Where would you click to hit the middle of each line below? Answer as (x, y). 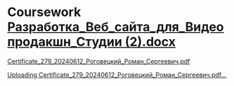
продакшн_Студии (65, 42)
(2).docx (150, 42)
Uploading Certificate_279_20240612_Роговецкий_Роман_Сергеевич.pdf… (117, 75)
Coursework (44, 12)
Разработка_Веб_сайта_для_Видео (116, 27)
